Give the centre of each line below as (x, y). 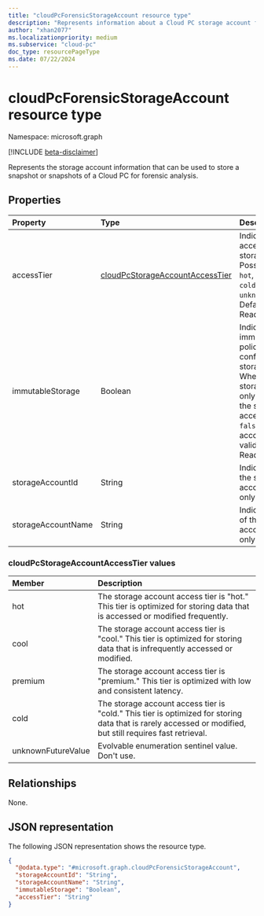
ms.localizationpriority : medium (63, 37)
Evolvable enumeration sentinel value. (168, 745)
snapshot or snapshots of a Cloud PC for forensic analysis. (103, 175)
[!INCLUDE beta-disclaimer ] (53, 152)
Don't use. (117, 756)
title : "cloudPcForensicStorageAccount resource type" (100, 15)
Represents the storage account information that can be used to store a (124, 167)
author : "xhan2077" (40, 30)
